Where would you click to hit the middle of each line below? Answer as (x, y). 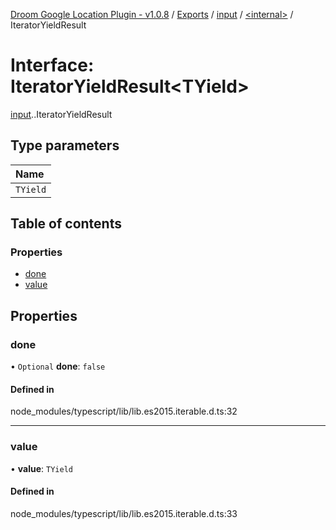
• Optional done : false (58, 366)
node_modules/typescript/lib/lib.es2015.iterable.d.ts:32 (124, 411)
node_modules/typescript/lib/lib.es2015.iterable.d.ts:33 (124, 513)
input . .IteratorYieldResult (61, 114)
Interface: (52, 65)
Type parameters (65, 145)
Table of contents (66, 224)
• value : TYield (41, 468)
